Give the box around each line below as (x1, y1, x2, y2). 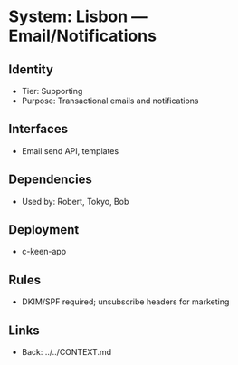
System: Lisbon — (8, 6, 148, 27)
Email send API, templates (21, 145, 119, 156)
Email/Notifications (8, 25, 157, 46)
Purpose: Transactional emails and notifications (21, 95, 199, 106)
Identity (8, 62, 53, 77)
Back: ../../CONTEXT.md (21, 347, 112, 358)
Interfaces (8, 121, 69, 137)
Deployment (8, 222, 80, 237)
